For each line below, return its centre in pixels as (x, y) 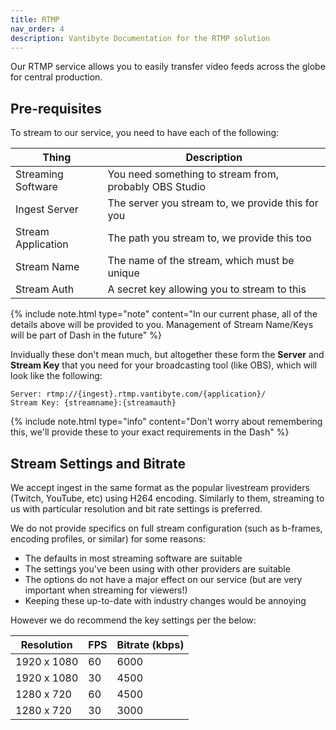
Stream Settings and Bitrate (98, 463)
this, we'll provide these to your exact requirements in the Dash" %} (150, 432)
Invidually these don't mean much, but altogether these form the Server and (167, 355)
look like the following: (56, 376)
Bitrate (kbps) (150, 644)
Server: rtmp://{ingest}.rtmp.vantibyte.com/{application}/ (138, 394)
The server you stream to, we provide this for (213, 203)
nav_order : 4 (37, 29)
